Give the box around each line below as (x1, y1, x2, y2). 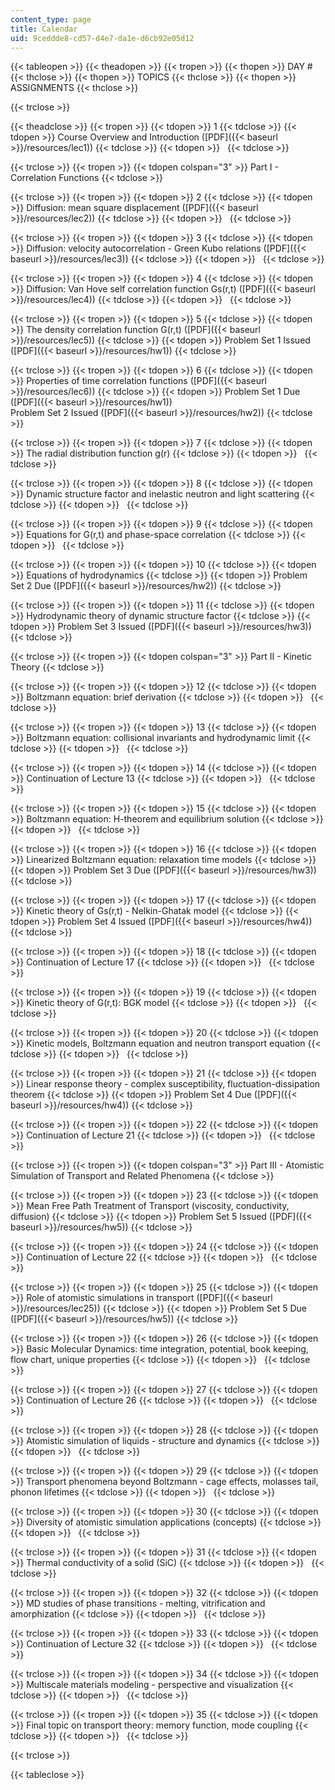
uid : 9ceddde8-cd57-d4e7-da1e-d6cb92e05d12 (10, 33, 195, 43)
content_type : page (10, 14, 92, 25)
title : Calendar (10, 24, 78, 34)
